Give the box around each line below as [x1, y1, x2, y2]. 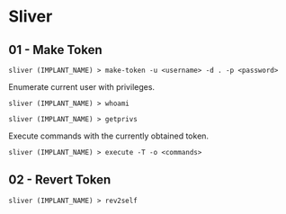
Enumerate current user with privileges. [8, 82, 155, 92]
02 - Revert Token [8, 173, 112, 188]
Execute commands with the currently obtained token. [8, 130, 209, 141]
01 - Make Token [8, 42, 103, 58]
